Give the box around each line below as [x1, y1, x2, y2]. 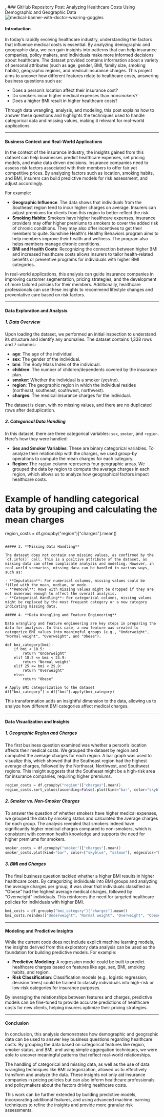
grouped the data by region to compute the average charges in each [12, 466, 150, 472]
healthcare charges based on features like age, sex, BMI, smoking [12, 964, 145, 970]
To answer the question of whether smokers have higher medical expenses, [5, 810, 158, 816]
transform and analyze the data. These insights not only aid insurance [5, 1072, 145, 1078]
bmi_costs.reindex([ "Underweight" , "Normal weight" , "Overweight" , [5, 913, 145, 918]
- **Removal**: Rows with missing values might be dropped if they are [5, 587, 154, 592]
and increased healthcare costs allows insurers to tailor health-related [12, 251, 153, 257]
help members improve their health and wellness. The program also [12, 236, 148, 242]
